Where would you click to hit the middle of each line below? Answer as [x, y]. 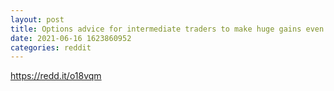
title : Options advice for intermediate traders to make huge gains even [167, 29]
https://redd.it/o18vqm [56, 76]
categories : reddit [51, 47]
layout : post [37, 19]
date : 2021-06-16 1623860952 [71, 38]
